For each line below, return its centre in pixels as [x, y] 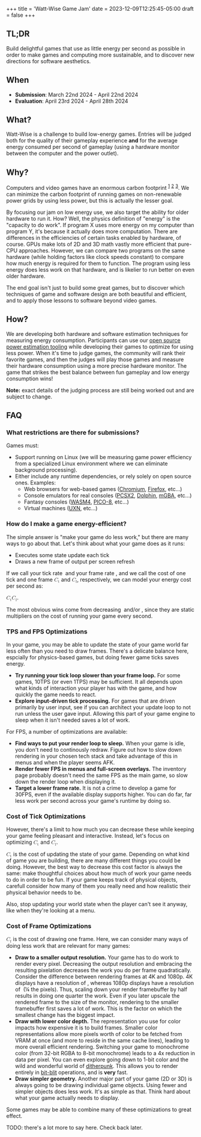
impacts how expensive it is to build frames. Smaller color [86, 1028]
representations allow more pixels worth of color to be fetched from [98, 1034]
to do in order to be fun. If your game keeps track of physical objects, [92, 880]
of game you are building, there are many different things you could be [94, 861]
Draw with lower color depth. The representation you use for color [98, 1021]
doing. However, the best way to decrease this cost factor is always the [94, 867]
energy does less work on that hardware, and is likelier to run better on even [100, 269]
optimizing [19, 842]
